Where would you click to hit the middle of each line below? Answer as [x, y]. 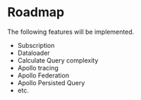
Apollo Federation [43, 75]
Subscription [36, 45]
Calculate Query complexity [58, 60]
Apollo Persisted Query [51, 82]
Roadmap [36, 12]
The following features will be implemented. [71, 32]
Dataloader [34, 53]
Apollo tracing [38, 68]
